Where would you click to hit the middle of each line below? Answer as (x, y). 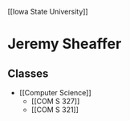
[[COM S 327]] (55, 101)
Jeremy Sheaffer (65, 44)
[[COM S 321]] (55, 110)
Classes (28, 73)
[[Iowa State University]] (48, 12)
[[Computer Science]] (55, 93)
